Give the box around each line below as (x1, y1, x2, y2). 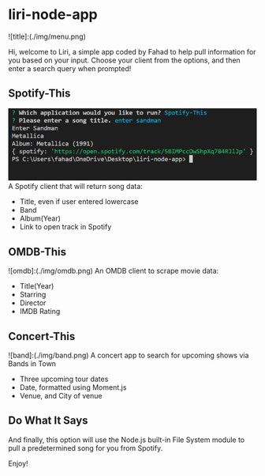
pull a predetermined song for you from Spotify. (8, 443, 163, 452)
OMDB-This (8, 245, 67, 259)
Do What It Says (8, 414, 88, 428)
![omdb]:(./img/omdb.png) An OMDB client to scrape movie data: (8, 266, 219, 276)
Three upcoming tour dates (19, 374, 109, 383)
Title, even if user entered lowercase (19, 197, 139, 206)
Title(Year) (19, 281, 54, 291)
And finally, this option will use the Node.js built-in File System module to (8, 435, 245, 444)
